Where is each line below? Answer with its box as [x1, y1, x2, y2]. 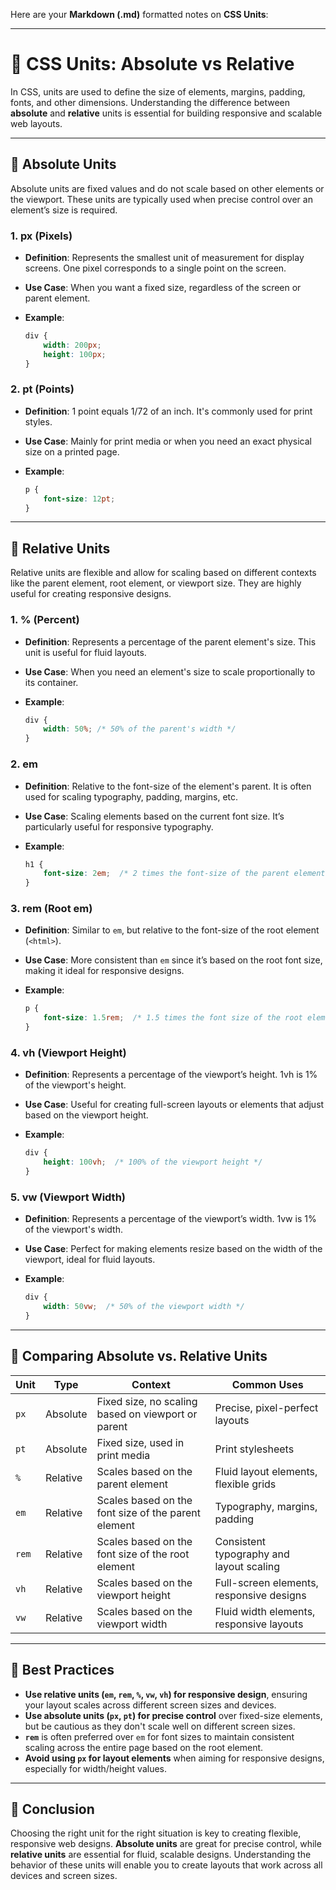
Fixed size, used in [96, 1435, 185, 1449]
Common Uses [231, 1377, 304, 1391]
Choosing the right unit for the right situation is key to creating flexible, [10, 1827, 302, 1839]
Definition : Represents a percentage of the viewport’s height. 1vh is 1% [24, 1069, 318, 1081]
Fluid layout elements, [214, 1464, 318, 1478]
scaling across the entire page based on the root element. [24, 1741, 264, 1753]
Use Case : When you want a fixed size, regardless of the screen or [24, 282, 302, 294]
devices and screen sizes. [10, 1870, 118, 1882]
